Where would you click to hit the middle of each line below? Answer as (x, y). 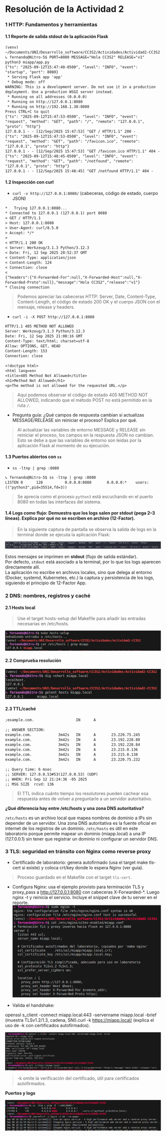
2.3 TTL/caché (21, 709)
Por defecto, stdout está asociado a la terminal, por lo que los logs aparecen (83, 562)
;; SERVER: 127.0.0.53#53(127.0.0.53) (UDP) (52, 774)
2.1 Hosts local (20, 608)
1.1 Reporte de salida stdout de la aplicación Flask (57, 36)
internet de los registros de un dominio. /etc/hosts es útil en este (72, 828)
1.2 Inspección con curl (29, 182)
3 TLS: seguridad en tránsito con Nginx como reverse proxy (78, 852)
